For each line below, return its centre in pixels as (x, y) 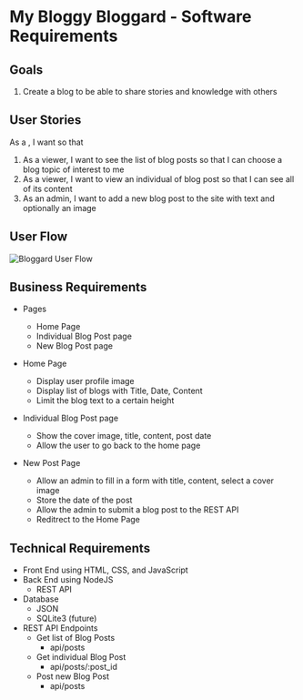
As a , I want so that (46, 142)
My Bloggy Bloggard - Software (131, 17)
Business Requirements (78, 287)
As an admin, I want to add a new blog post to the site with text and (148, 198)
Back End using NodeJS (68, 580)
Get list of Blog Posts (76, 638)
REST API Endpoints (60, 628)
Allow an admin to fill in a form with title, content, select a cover (155, 481)
